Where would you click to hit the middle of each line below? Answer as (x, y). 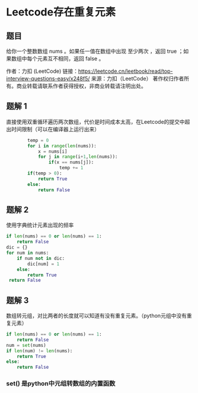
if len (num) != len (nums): (39, 351)
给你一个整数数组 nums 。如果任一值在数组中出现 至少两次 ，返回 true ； (95, 51)
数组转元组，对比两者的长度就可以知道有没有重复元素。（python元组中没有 (96, 316)
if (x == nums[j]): (71, 162)
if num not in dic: (41, 258)
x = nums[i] (52, 152)
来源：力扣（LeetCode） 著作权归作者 (138, 78)
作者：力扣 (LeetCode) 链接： (42, 71)
